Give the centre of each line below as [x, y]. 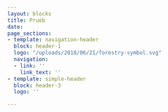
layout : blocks [30, 14]
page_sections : [30, 33]
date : [15, 27]
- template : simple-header [47, 79]
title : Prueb [26, 20]
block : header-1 [37, 46]
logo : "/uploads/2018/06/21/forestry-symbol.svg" [88, 53]
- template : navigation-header [53, 40]
